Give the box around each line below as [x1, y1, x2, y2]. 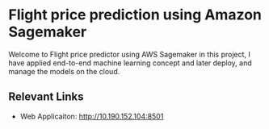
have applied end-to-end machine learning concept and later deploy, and [8, 58, 252, 68]
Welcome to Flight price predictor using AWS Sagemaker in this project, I [8, 49, 250, 59]
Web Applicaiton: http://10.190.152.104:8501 [19, 111, 164, 121]
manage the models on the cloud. [8, 66, 120, 76]
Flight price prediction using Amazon [8, 6, 263, 24]
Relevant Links [8, 90, 84, 104]
